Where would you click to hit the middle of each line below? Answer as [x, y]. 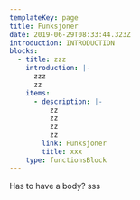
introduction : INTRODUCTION [62, 43]
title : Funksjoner [44, 26]
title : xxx [62, 151]
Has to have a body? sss [55, 186]
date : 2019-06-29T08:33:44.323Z [70, 34]
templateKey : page [44, 18]
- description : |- [68, 101]
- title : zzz [42, 59]
